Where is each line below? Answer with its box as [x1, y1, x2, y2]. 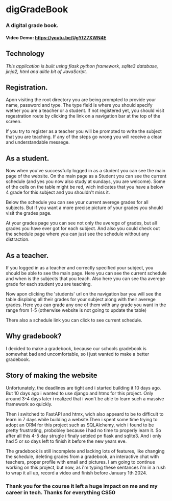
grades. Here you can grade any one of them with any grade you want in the [6, 302, 166, 308]
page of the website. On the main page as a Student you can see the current [6, 173, 167, 179]
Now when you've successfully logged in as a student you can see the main [6, 168, 165, 174]
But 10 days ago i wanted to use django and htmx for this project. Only [6, 390, 154, 396]
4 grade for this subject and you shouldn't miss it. [6, 189, 110, 195]
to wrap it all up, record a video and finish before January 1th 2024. [6, 469, 148, 476]
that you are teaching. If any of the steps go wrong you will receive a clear [6, 134, 162, 140]
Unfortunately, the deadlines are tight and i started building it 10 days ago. [6, 384, 161, 391]
